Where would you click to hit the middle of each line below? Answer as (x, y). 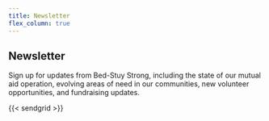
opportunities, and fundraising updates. (74, 93)
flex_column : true (39, 23)
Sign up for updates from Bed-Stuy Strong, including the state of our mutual (134, 75)
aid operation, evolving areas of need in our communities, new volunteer (129, 84)
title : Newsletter (39, 16)
